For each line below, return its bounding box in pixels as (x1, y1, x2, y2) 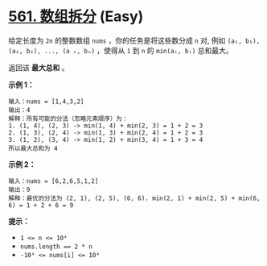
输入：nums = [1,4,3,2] (8, 98, 84, 106)
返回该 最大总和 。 (8, 62, 69, 73)
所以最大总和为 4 (8, 144, 58, 152)
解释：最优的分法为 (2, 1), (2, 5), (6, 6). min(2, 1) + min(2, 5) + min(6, (8, 194, 261, 202)
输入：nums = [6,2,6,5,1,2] (8, 177, 99, 185)
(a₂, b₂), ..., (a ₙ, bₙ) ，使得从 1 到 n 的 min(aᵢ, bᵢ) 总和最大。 (8, 45, 233, 55)
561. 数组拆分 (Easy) (8, 7, 144, 26)
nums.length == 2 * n (19, 243, 92, 251)
